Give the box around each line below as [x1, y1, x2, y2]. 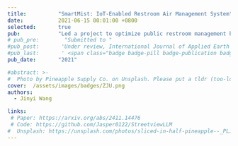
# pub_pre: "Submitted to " [7, 37, 113, 44]
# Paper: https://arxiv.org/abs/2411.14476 [10, 114, 141, 122]
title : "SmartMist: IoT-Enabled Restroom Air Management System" [7, 10, 233, 18]
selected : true [7, 23, 72, 30]
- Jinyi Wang [13, 95, 52, 102]
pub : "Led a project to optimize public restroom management [7, 30, 227, 37]
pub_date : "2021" [7, 56, 78, 63]
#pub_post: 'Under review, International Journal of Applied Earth [7, 43, 230, 50]
